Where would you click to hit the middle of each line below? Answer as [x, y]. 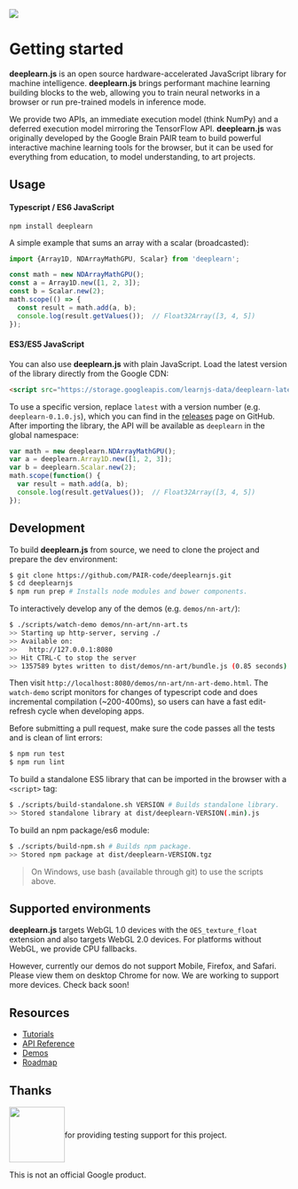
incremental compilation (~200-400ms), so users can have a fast [128, 702]
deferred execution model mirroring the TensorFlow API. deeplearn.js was [145, 129]
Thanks [31, 1090]
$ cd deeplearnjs [41, 583]
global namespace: [44, 434]
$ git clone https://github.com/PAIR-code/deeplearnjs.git [121, 575]
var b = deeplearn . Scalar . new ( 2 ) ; [73, 468]
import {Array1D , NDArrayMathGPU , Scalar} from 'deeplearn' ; [125, 259]
